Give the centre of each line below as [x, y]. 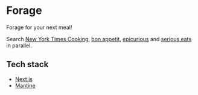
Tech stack [27, 64]
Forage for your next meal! [39, 27]
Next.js [24, 79]
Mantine [25, 85]
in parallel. [19, 45]
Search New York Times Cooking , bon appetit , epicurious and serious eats [99, 39]
